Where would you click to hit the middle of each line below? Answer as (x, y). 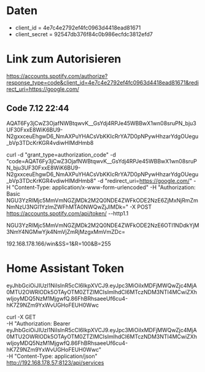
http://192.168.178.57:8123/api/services (55, 362)
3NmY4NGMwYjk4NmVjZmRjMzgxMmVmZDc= (66, 231)
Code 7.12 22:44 (38, 108)
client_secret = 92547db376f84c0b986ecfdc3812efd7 (84, 34)
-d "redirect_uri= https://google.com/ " (145, 180)
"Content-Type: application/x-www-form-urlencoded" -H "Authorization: (104, 187)
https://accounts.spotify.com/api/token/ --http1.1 (68, 213)
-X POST (141, 207)
